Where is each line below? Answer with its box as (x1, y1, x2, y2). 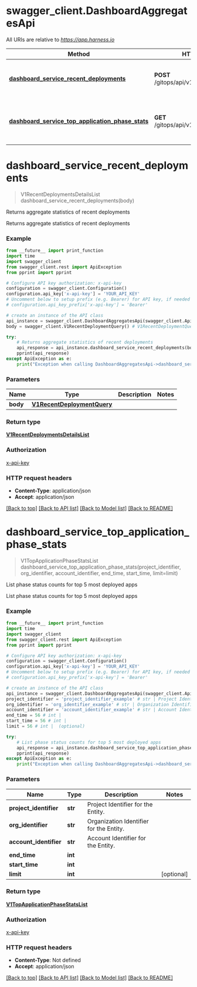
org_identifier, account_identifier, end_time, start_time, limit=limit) (20, 569, 178, 576)
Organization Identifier (87, 817, 150, 825)
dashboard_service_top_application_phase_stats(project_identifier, (20, 563, 181, 570)
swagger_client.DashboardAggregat (6, 4, 188, 18)
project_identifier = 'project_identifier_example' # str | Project (6, 696, 177, 702)
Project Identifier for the (87, 800, 153, 808)
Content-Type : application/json (14, 487, 91, 494)
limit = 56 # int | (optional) (6, 724, 85, 729)
